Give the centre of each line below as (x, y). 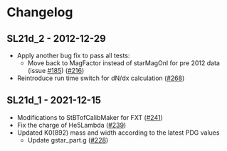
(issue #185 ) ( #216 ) (56, 71)
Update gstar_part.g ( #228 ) (68, 140)
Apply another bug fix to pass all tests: (73, 55)
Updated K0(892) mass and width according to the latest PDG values (118, 133)
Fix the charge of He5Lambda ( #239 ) (72, 125)
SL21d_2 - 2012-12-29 (56, 39)
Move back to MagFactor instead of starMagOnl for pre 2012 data (123, 63)
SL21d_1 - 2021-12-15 (54, 100)
